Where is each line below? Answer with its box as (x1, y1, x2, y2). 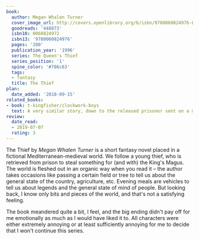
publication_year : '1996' (11, 47, 76, 53)
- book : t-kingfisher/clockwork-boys (6, 102, 99, 109)
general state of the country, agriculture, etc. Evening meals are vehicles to (6, 177, 190, 184)
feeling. (6, 196, 25, 203)
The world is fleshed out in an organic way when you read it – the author (6, 165, 182, 172)
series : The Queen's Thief (11, 53, 78, 59)
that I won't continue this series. (6, 227, 85, 234)
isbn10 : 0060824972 (11, 31, 60, 37)
